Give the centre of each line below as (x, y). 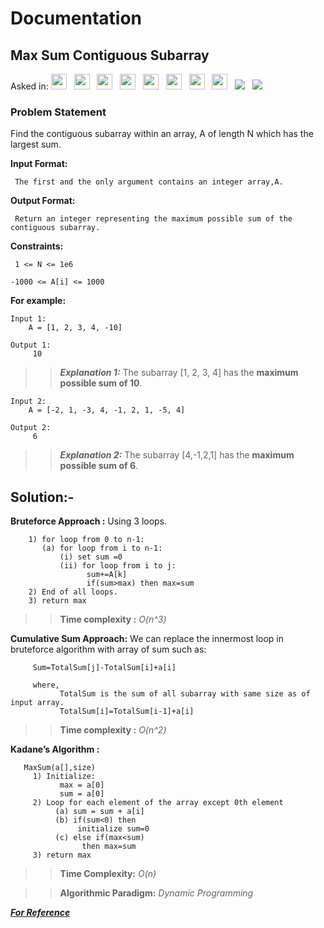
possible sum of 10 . (101, 383)
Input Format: (39, 164)
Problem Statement (58, 112)
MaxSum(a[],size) (60, 768)
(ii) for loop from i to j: (118, 566)
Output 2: (31, 428)
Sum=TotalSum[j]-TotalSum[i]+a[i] (104, 668)
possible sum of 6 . (99, 466)
